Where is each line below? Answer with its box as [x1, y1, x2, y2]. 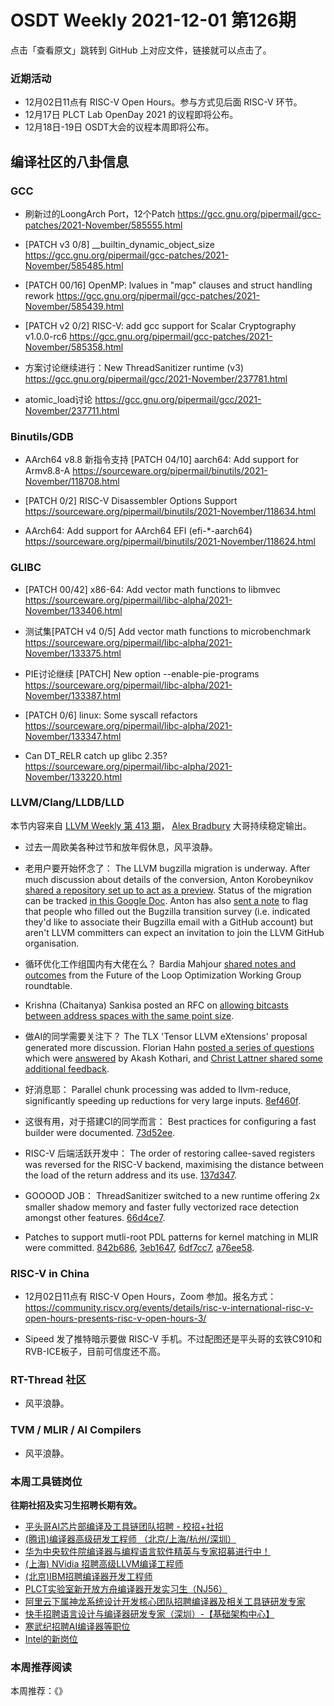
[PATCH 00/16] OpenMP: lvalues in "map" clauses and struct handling [24, 279, 313, 291]
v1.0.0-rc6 [24, 330, 68, 342]
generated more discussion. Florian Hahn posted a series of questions [24, 1041, 315, 1053]
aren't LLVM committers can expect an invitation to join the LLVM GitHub [24, 926, 325, 938]
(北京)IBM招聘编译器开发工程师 [24, 1571, 153, 1582]
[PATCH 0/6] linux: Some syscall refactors [24, 709, 198, 721]
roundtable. [24, 979, 73, 991]
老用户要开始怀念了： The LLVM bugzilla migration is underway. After [24, 862, 311, 874]
